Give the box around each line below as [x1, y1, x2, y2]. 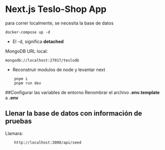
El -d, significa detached [12, 38, 64, 44]
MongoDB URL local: [5, 48, 48, 54]
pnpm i [14, 76, 28, 81]
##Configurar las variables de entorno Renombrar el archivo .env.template [5, 89, 160, 95]
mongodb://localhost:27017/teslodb [5, 57, 79, 63]
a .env [5, 94, 18, 100]
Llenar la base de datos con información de [5, 109, 142, 118]
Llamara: [5, 130, 23, 136]
